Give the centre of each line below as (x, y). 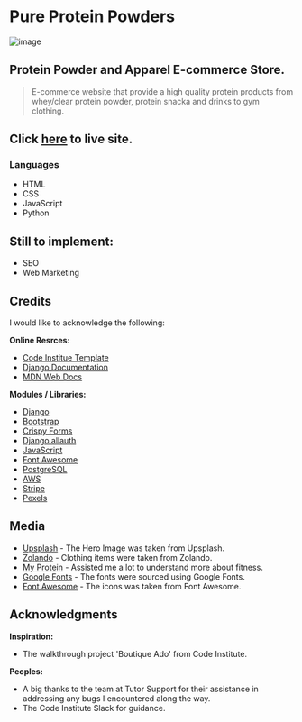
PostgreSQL (45, 470)
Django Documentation (65, 368)
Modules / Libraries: (48, 395)
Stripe (33, 489)
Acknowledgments (64, 615)
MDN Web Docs (52, 377)
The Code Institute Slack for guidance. (94, 708)
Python (36, 213)
